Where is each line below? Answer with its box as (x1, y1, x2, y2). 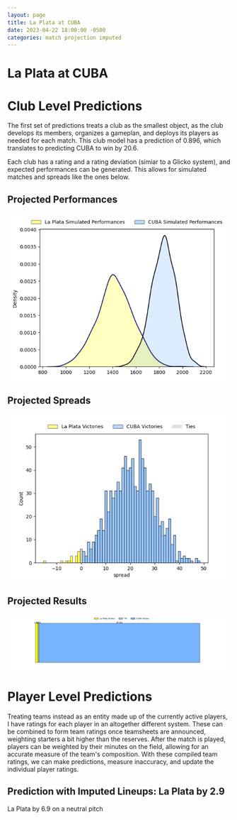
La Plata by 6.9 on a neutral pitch (7, 804, 104, 813)
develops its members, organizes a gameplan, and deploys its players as (7, 129, 219, 138)
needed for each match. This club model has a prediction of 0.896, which (7, 136, 221, 145)
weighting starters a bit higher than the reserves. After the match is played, (7, 735, 226, 743)
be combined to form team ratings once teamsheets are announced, (7, 727, 207, 736)
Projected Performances (7, 193, 118, 205)
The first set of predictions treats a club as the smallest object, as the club (7, 121, 224, 130)
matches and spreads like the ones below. (7, 173, 130, 181)
